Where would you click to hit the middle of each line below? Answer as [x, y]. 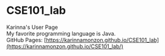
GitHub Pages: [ [26, 40]
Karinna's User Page [32, 27]
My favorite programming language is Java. [61, 33]
